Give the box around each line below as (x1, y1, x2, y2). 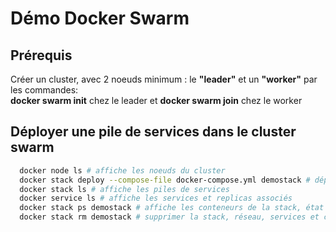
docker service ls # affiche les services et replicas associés (19, 193, 293, 204)
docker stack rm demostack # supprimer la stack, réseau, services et (19, 212, 320, 222)
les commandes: (10, 84, 79, 96)
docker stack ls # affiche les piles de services (19, 184, 230, 194)
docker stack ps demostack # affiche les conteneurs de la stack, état (19, 203, 325, 213)
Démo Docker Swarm (10, 7, 190, 30)
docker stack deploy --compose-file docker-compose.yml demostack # (19, 175, 311, 185)
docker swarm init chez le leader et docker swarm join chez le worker (10, 95, 303, 106)
